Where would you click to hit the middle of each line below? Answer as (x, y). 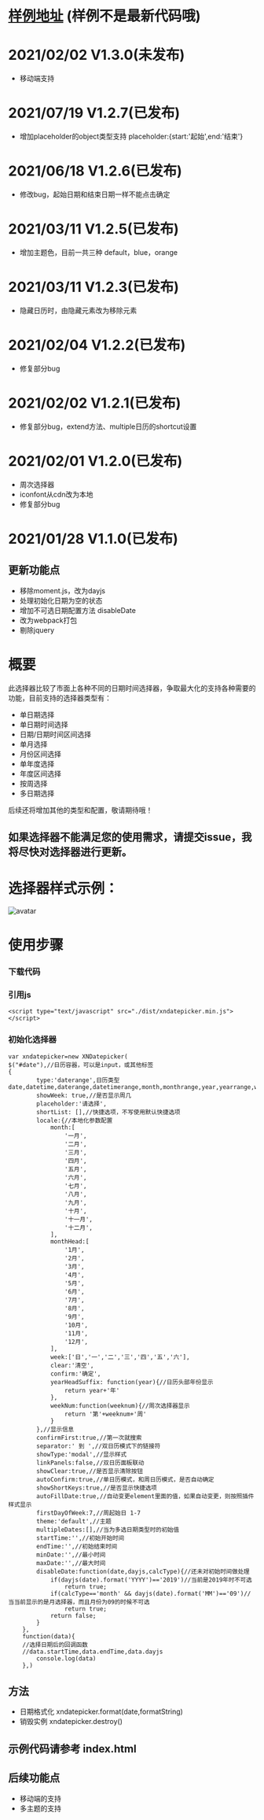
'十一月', (78, 1219)
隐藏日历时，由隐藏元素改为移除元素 (78, 310)
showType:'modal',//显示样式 (82, 1454)
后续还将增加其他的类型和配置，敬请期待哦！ (81, 810)
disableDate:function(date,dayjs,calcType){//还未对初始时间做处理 (143, 1571)
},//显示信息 (55, 1429)
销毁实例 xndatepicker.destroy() (71, 1722)
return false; (73, 1615)
